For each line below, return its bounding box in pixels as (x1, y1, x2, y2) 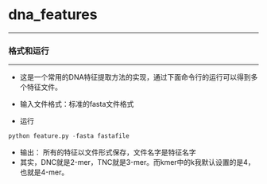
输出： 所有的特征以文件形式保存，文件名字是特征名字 (19, 147, 196, 157)
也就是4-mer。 (19, 167, 69, 177)
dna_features (8, 6, 98, 24)
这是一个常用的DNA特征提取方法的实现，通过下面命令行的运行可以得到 (19, 72, 252, 82)
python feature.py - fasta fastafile (8, 132, 130, 140)
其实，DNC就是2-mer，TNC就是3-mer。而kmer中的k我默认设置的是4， (19, 158, 256, 167)
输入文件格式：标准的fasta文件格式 (19, 100, 134, 109)
